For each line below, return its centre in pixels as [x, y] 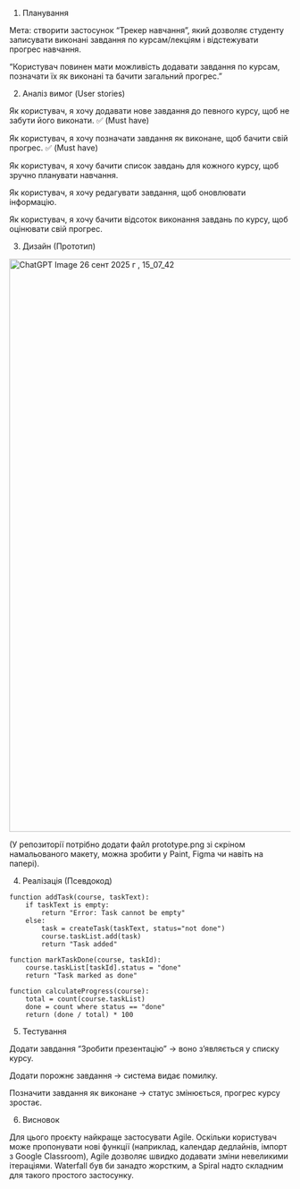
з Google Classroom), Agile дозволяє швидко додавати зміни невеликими [149, 1156]
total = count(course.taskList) [85, 999]
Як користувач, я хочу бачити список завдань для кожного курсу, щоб [144, 166]
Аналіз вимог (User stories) [74, 94]
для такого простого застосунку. [71, 1175]
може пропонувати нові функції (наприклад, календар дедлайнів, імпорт [148, 1146]
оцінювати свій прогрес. [56, 229]
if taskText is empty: [67, 905]
